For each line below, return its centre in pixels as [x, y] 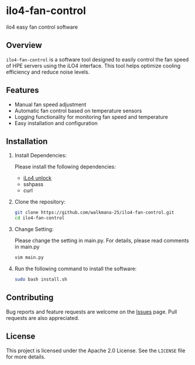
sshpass [33, 184]
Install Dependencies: [41, 156]
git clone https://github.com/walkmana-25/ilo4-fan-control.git [94, 213]
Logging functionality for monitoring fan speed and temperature [91, 117]
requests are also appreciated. [43, 318]
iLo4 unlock [37, 178]
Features [22, 90]
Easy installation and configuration [56, 123]
